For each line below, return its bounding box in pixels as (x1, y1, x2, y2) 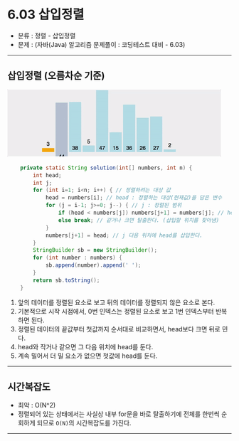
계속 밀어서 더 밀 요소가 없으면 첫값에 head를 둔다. (17, 351, 158, 360)
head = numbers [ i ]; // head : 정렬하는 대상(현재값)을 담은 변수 (45, 194, 223, 201)
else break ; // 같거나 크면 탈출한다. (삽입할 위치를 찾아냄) (58, 216, 220, 224)
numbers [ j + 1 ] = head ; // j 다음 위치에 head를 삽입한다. (45, 232, 203, 239)
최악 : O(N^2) (17, 401, 56, 410)
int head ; (33, 171, 62, 179)
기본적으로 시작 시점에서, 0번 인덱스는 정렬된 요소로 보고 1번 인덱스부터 (17, 307, 215, 315)
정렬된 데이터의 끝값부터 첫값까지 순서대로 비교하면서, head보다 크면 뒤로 (17, 324, 221, 333)
